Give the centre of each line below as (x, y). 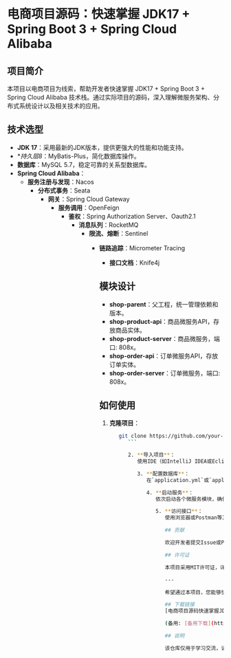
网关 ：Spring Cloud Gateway (89, 199)
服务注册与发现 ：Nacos (60, 182)
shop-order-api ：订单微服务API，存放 (164, 355)
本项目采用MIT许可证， (192, 567)
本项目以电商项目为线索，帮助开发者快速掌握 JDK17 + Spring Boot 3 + (106, 89)
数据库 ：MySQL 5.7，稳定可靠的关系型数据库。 (84, 164)
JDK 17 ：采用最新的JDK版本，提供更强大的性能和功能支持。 (102, 147)
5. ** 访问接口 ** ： (179, 512)
